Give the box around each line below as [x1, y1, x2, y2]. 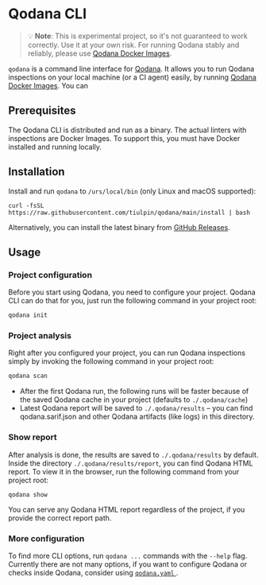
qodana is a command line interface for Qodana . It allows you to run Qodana [8, 64, 255, 73]
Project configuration [8, 269, 93, 280]
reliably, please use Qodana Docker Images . [27, 49, 172, 58]
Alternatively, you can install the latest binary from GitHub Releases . [8, 222, 230, 232]
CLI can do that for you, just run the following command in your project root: [8, 296, 256, 306]
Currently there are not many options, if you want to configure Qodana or [8, 559, 248, 569]
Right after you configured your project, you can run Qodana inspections [8, 348, 246, 358]
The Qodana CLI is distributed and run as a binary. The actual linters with [8, 125, 247, 135]
